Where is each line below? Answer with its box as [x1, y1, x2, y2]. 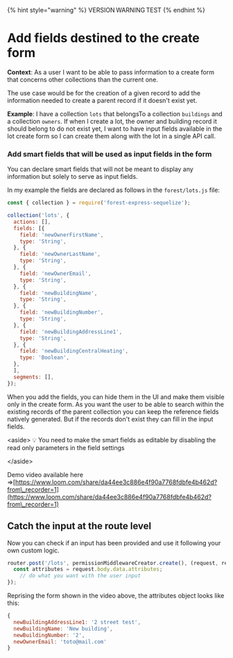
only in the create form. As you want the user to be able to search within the [7, 400, 224, 408]
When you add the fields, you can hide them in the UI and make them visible [7, 392, 225, 401]
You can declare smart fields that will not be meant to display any [7, 165, 194, 173]
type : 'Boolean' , [19, 354, 70, 361]
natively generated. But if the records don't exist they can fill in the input [7, 415, 214, 423]
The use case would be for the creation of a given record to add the [7, 88, 201, 97]
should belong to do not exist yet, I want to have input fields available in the [7, 125, 223, 133]
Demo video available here [7, 470, 83, 479]
